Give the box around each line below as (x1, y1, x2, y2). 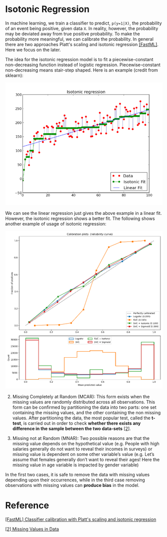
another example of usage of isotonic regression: (5, 220, 106, 226)
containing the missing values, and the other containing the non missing (12, 409, 161, 415)
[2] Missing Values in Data (5, 526, 59, 532)
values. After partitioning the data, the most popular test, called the (12, 415, 151, 421)
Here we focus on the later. (5, 47, 61, 53)
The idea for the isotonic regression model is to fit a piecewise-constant (5, 56, 153, 62)
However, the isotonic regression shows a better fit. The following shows (5, 215, 155, 221)
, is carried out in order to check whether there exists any (20, 420, 141, 426)
